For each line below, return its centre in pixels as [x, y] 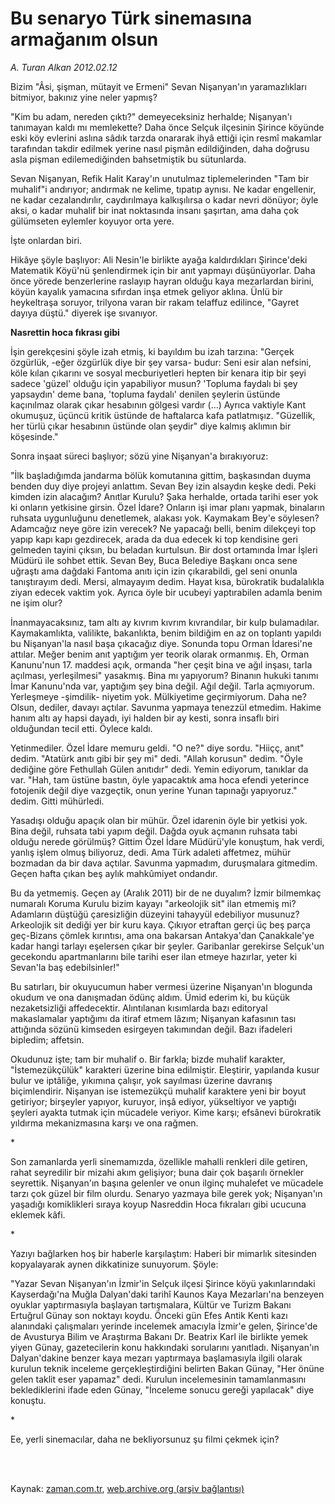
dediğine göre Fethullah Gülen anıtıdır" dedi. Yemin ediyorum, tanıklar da [159, 769]
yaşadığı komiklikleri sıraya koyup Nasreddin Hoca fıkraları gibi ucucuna [158, 1204]
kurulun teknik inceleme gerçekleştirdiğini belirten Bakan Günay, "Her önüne [167, 1368]
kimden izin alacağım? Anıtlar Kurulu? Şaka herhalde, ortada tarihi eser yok [164, 496]
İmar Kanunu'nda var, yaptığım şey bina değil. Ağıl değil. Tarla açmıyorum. [162, 686]
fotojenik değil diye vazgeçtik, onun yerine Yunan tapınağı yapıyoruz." [154, 790]
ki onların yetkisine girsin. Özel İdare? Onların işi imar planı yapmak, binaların [167, 507]
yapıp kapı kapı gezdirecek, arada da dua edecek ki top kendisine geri [154, 539]
